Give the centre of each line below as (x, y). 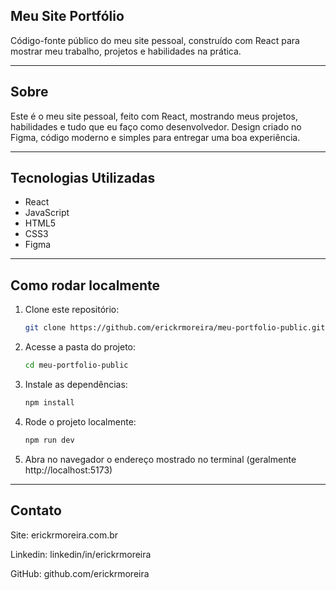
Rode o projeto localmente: (80, 421)
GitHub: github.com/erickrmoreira (80, 573)
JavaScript (47, 213)
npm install (49, 403)
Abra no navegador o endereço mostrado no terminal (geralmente (160, 459)
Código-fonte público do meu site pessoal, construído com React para (155, 40)
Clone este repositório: (72, 310)
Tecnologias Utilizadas (83, 178)
